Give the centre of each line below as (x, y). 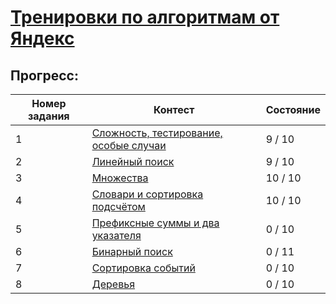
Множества (120, 178)
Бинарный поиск (132, 251)
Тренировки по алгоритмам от (145, 17)
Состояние (293, 109)
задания (49, 116)
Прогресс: (44, 75)
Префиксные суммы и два (155, 223)
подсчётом (118, 206)
